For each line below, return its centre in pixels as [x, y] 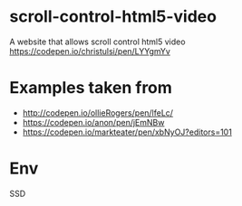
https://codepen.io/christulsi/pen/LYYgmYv [90, 51]
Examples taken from [91, 88]
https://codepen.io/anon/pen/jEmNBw [93, 122]
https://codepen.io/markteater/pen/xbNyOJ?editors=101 [127, 132]
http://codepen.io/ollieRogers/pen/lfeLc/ [98, 112]
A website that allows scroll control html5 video [97, 42]
